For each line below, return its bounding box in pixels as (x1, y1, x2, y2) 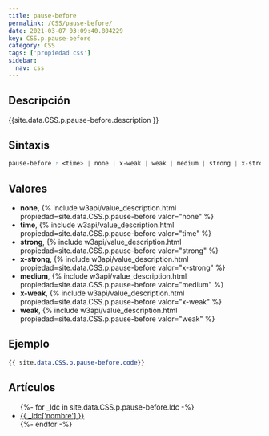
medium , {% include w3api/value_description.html (19, 271, 187, 281)
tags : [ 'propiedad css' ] (8, 49, 91, 57)
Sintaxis (8, 138, 50, 152)
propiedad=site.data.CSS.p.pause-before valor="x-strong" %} (19, 263, 226, 273)
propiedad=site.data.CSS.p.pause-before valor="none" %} (19, 212, 215, 222)
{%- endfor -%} (19, 419, 73, 429)
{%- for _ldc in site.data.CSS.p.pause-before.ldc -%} (19, 402, 195, 412)
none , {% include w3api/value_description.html (19, 203, 177, 213)
